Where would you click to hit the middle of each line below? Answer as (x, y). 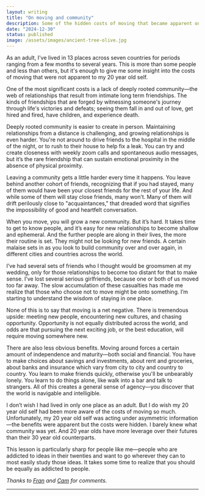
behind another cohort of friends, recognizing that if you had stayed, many (100, 184)
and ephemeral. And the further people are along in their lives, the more (96, 235)
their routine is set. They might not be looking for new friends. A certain (96, 241)
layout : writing (27, 12)
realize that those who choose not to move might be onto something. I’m (97, 292)
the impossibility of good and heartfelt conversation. (72, 210)
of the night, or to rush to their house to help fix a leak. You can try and (95, 146)
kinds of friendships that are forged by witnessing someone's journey (94, 102)
